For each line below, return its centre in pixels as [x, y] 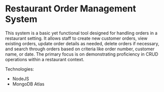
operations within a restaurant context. [45, 59]
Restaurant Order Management [71, 9]
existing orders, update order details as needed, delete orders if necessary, [82, 43]
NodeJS [21, 79]
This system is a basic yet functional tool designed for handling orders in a [81, 33]
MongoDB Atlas [28, 84]
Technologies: [20, 69]
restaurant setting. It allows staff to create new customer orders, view [76, 38]
